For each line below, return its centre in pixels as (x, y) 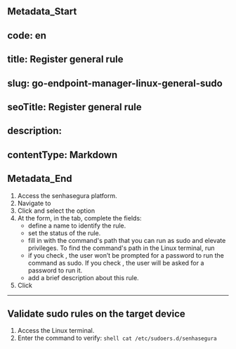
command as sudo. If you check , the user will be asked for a (116, 263)
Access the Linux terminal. (56, 331)
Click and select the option (56, 211)
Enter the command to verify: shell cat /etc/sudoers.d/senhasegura (117, 338)
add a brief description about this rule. (83, 277)
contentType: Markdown (63, 155)
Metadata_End (40, 179)
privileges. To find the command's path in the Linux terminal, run (122, 248)
